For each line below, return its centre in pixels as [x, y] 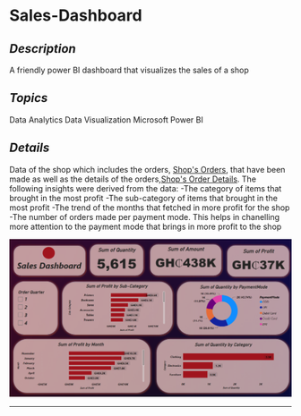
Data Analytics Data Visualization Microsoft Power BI [106, 119]
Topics [29, 98]
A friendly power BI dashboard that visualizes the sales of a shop [129, 70]
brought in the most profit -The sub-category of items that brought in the [143, 198]
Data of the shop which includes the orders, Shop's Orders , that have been [147, 169]
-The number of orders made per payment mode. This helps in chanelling [145, 216]
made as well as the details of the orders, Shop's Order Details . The [133, 179]
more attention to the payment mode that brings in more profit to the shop [146, 226]
